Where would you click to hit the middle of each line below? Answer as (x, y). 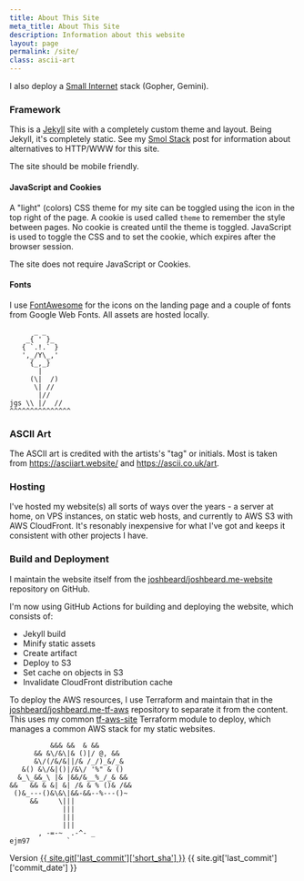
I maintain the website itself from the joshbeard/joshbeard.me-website (141, 579)
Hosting (27, 486)
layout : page (34, 43)
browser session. (42, 246)
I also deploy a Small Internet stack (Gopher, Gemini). (109, 86)
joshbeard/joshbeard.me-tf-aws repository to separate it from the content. (149, 709)
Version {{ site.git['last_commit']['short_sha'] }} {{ (102, 857)
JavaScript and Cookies (56, 187)
